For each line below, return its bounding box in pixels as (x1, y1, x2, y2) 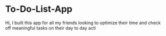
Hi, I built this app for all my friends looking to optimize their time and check (5, 20, 161, 26)
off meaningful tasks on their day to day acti (5, 25, 96, 31)
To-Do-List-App (5, 3, 72, 15)
